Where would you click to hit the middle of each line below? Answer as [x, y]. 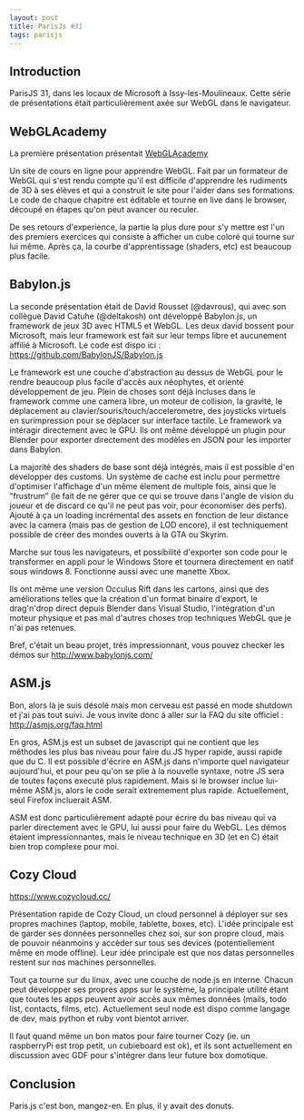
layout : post [34, 18]
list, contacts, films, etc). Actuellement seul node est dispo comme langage [150, 1009]
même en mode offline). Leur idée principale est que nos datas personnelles [152, 953]
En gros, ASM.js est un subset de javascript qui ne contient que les [134, 742]
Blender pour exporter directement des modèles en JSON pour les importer [151, 439]
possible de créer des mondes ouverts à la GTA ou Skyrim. [119, 534]
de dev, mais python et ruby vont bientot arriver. [99, 1018]
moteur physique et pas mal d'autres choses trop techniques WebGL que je [151, 617]
